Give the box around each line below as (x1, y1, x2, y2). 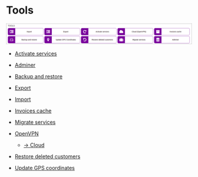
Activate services (14, 50, 57, 57)
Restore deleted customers (14, 153, 81, 160)
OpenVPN (14, 130, 39, 137)
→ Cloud (23, 142, 45, 149)
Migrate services (14, 119, 56, 126)
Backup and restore (14, 73, 63, 80)
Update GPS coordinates (14, 165, 75, 172)
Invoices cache (14, 107, 52, 114)
